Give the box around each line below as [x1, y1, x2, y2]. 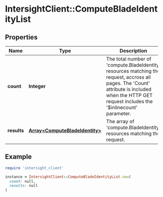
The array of [106, 118, 134, 125]
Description [119, 48, 147, 54]
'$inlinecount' [106, 104, 138, 111]
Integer [28, 83, 46, 89]
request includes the [106, 98, 153, 105]
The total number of [106, 56, 151, 62]
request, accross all [106, 74, 151, 81]
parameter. [106, 110, 131, 117]
